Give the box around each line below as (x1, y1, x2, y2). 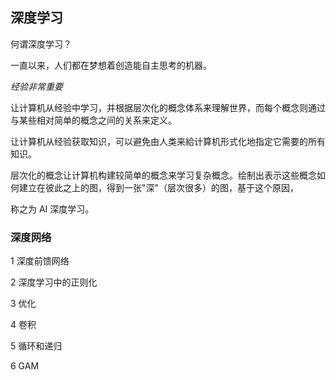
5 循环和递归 (10, 340, 63, 352)
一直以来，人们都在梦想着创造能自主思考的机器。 (10, 59, 212, 71)
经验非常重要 (10, 80, 63, 92)
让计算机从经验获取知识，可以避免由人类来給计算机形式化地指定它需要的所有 (10, 135, 326, 147)
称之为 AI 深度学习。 (10, 203, 95, 215)
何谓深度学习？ (10, 38, 72, 50)
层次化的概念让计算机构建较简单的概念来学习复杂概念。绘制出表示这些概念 (10, 169, 317, 181)
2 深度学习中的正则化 (10, 276, 98, 288)
